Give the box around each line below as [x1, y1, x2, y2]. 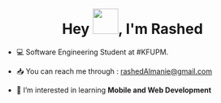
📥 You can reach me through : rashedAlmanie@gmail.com [15, 66, 213, 76]
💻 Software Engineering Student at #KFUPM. [15, 47, 169, 57]
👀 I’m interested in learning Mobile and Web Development [15, 85, 212, 95]
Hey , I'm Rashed [62, 20, 203, 38]
